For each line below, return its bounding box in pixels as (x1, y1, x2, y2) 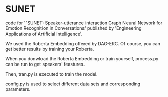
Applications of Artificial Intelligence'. (5, 30, 83, 37)
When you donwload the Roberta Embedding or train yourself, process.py (5, 55, 159, 61)
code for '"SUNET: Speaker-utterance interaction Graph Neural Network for (5, 20, 163, 26)
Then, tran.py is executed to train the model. (5, 71, 98, 77)
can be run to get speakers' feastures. (5, 61, 85, 67)
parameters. (5, 86, 31, 92)
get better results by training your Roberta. (5, 46, 94, 52)
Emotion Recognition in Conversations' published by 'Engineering (5, 25, 142, 31)
